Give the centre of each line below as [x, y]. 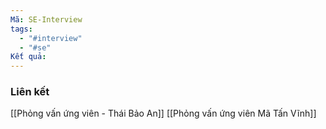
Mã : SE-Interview [46, 19]
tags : [21, 29]
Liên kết [30, 92]
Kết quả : [28, 57]
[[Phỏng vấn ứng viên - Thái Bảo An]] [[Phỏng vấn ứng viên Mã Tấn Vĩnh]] [163, 113]
